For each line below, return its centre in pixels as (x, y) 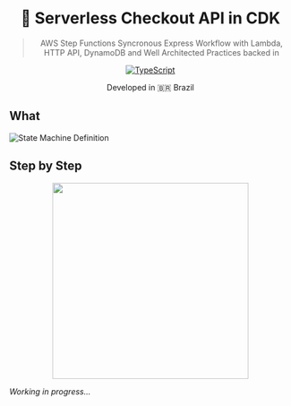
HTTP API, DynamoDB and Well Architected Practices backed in (161, 52)
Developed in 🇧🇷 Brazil (150, 87)
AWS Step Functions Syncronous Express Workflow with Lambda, (162, 43)
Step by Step (46, 166)
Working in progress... (50, 391)
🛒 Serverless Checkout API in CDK (150, 18)
